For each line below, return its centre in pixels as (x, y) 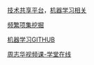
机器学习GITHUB (31, 39)
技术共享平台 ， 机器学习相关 (47, 10)
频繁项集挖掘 (25, 25)
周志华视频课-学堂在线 (39, 54)
